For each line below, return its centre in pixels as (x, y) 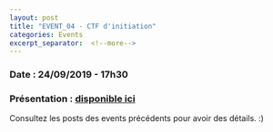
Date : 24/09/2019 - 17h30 (69, 75)
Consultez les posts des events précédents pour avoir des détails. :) (136, 118)
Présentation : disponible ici (72, 99)
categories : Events (46, 34)
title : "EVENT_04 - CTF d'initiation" (83, 26)
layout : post (34, 18)
